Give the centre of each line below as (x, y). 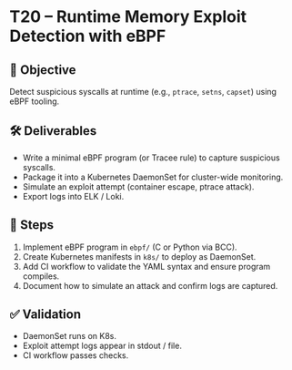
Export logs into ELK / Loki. (73, 196)
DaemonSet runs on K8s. (69, 336)
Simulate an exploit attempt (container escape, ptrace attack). (138, 186)
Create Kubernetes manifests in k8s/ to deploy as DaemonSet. (139, 256)
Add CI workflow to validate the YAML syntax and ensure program (146, 266)
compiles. (41, 276)
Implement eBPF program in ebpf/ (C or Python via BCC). (130, 247)
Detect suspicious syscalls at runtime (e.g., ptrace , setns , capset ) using (143, 92)
